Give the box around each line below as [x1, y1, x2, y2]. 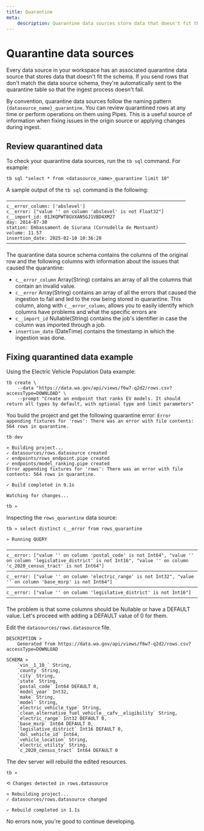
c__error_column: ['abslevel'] [6, 203, 86, 210]
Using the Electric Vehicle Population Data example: [6, 367, 136, 375]
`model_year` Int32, [17, 689, 69, 695]
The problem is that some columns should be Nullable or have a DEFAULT [6, 605, 191, 613]
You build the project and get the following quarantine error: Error [6, 411, 171, 419]
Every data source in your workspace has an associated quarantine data [6, 66, 187, 74]
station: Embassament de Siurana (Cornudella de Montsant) [6, 224, 159, 231]
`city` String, [17, 673, 56, 679]
